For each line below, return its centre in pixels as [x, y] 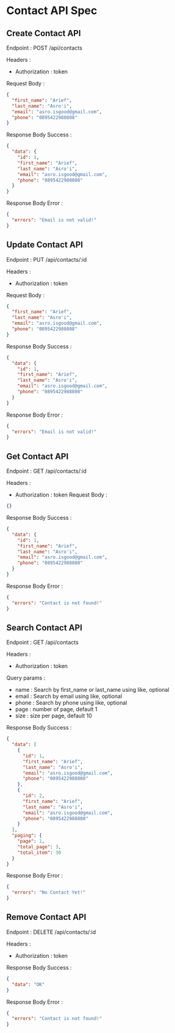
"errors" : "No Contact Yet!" [49, 893]
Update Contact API [45, 245]
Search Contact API [44, 628]
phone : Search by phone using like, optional [71, 703]
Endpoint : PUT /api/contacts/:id [47, 259]
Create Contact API [44, 33]
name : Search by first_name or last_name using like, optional [92, 690]
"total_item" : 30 [39, 853]
